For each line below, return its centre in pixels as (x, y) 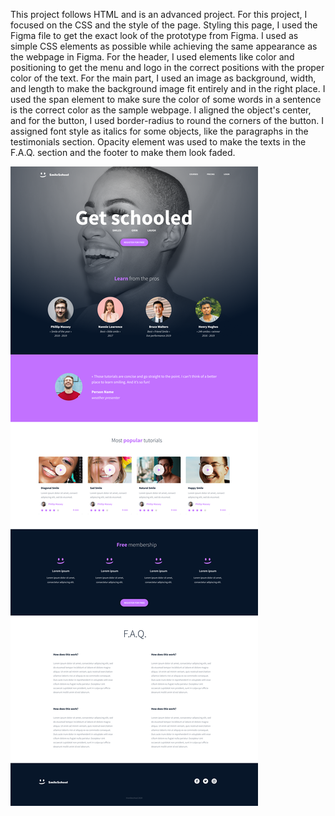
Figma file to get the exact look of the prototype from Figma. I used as (154, 35)
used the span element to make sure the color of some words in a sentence (166, 99)
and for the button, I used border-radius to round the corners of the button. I (167, 120)
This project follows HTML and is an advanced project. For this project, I (159, 14)
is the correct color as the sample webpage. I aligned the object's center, (161, 110)
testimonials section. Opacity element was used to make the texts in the (158, 142)
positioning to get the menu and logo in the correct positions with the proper (167, 67)
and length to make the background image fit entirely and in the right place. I (168, 88)
